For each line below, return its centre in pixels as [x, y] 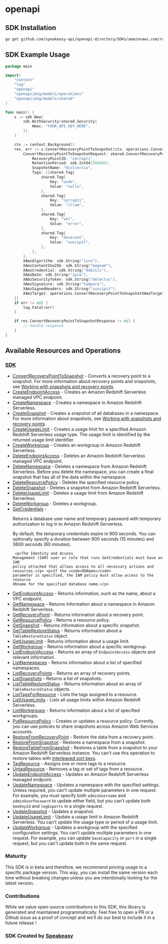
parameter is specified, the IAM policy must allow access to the [83, 575]
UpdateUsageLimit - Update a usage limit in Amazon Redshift [75, 816]
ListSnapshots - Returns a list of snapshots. [57, 678]
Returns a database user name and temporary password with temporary [87, 519]
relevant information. [34, 657]
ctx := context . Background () [44, 144]
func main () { [20, 112]
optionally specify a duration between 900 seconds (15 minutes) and [83, 539]
